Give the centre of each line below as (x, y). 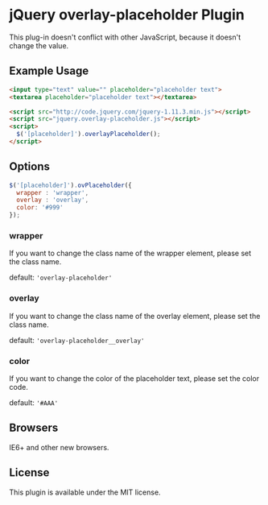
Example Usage (49, 71)
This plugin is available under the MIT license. (85, 492)
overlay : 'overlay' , (53, 200)
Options (30, 167)
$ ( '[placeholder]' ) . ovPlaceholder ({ (70, 185)
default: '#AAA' (34, 402)
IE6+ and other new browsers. (59, 447)
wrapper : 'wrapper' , (53, 192)
